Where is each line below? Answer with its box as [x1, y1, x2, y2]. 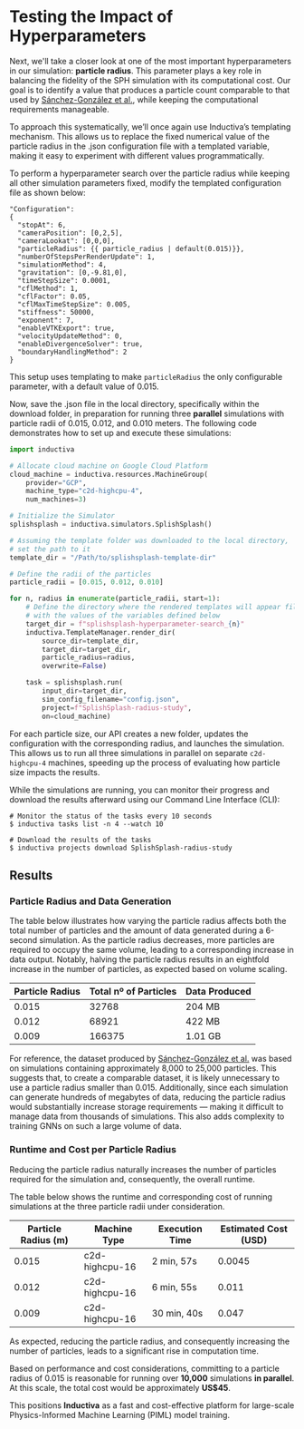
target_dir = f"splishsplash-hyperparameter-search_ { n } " [25, 619, 245, 628]
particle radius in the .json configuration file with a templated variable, [9, 141, 270, 151]
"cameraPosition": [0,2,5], [17, 228, 124, 238]
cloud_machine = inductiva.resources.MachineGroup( [9, 470, 208, 479]
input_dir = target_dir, [42, 686, 128, 695]
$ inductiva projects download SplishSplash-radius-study [9, 843, 233, 852]
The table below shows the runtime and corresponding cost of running [9, 1191, 273, 1202]
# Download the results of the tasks [9, 835, 152, 844]
